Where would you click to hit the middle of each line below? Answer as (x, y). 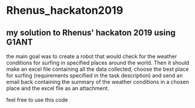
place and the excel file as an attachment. (58, 88)
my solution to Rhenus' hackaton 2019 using (91, 33)
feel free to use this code (37, 100)
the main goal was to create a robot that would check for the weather (91, 56)
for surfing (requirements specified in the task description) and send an (94, 75)
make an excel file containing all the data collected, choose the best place (97, 69)
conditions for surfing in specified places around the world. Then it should (98, 63)
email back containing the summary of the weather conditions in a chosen (98, 82)
